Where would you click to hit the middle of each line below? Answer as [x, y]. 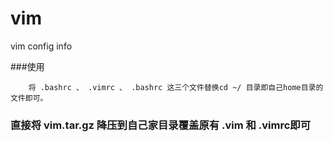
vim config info [41, 46]
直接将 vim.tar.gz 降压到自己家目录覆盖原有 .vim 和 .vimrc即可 [161, 125]
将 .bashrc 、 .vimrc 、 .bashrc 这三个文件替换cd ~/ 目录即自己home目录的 [176, 87]
